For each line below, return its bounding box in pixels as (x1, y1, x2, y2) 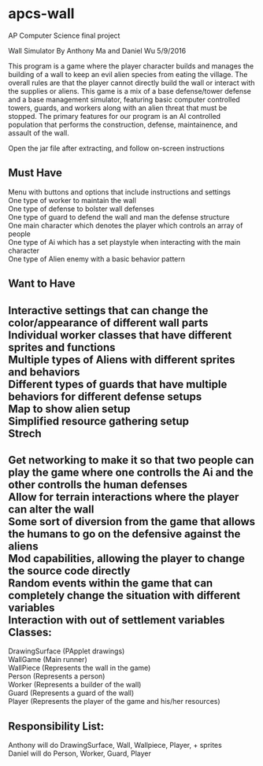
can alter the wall (8, 502, 94, 516)
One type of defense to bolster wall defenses (8, 204, 155, 213)
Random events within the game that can (8, 576, 213, 590)
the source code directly (8, 564, 131, 577)
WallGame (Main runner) (8, 655, 88, 664)
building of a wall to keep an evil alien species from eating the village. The (8, 69, 248, 79)
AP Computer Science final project (8, 31, 120, 40)
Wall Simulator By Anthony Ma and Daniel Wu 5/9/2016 (8, 46, 187, 55)
